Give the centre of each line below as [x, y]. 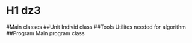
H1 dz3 [23, 10]
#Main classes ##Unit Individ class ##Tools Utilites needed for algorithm [96, 27]
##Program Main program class [46, 33]
